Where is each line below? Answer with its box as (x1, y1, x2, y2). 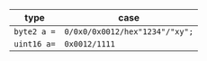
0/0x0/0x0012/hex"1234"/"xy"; (64, 27, 193, 37)
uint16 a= (13, 39, 56, 48)
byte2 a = (13, 27, 56, 37)
